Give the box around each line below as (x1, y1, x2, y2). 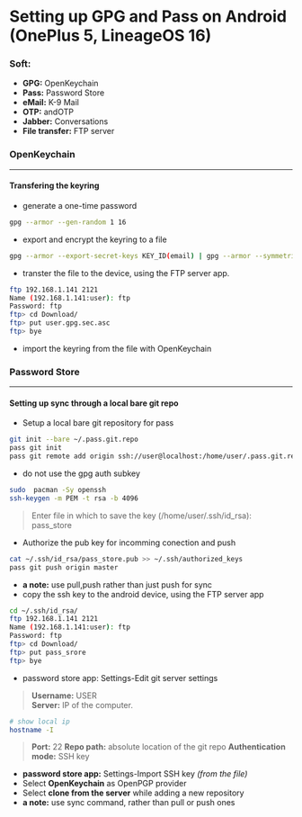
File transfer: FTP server (22, 126, 115, 137)
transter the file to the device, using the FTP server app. (22, 267, 230, 278)
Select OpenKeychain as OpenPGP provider (22, 778, 187, 789)
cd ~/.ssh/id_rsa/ (9, 606, 78, 615)
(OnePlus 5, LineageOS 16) (9, 25, 212, 46)
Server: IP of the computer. (31, 699, 133, 710)
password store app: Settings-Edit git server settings (22, 672, 218, 683)
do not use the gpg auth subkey (22, 468, 141, 479)
